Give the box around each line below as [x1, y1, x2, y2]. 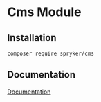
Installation [7, 32, 57, 44]
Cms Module [7, 4, 82, 20]
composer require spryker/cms [7, 50, 95, 57]
